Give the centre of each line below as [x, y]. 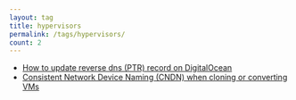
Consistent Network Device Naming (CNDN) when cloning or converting [155, 78]
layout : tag [31, 17]
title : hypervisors [45, 26]
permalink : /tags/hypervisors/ [67, 34]
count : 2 [25, 42]
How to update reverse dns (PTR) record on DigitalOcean [127, 68]
